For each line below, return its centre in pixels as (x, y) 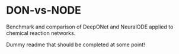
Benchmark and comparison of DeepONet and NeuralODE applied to (90, 27)
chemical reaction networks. (41, 33)
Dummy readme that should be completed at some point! (76, 45)
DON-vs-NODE (44, 10)
